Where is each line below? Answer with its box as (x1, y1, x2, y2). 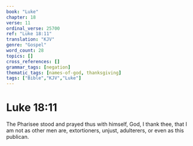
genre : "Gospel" (6, 42, 47, 48)
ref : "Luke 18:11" (6, 31, 52, 37)
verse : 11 (6, 20, 31, 26)
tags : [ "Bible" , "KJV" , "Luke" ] (6, 75, 82, 81)
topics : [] (6, 53, 33, 59)
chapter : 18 (6, 14, 36, 20)
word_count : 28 (6, 48, 44, 54)
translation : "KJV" (6, 36, 55, 42)
